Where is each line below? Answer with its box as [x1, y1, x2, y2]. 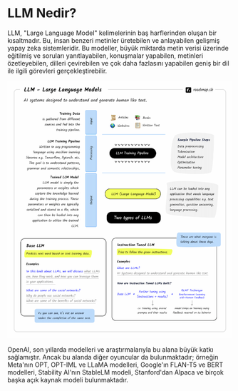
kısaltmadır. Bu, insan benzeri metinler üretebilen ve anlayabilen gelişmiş [7, 36, 220, 44]
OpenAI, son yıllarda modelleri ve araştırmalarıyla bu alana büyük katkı [7, 345, 214, 354]
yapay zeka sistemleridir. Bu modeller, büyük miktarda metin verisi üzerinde [7, 44, 229, 52]
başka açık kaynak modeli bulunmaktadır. [7, 376, 128, 385]
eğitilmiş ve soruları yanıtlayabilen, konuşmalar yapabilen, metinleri [7, 51, 204, 60]
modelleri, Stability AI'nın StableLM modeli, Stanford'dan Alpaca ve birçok [7, 368, 224, 377]
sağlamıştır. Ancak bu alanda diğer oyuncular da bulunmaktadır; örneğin [7, 353, 219, 362]
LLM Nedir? [7, 5, 77, 21]
